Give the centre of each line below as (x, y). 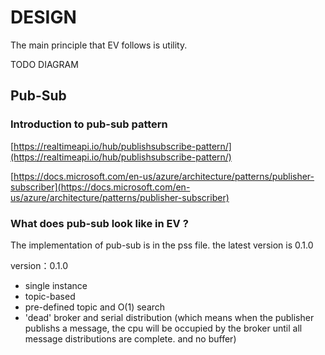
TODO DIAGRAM (44, 64)
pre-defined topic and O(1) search (95, 307)
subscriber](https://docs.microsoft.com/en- (100, 187)
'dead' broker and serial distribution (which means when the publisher (169, 317)
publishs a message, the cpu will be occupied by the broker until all (163, 328)
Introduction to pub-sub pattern (89, 124)
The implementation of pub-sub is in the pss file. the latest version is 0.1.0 (162, 245)
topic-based (50, 296)
